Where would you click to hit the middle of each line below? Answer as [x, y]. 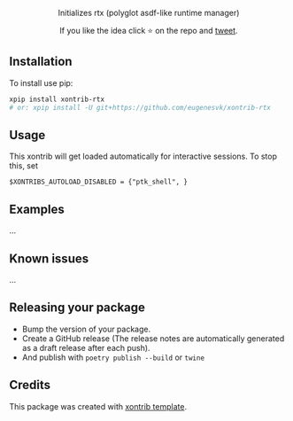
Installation [41, 62]
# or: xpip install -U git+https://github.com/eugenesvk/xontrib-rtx [140, 107]
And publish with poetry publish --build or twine [113, 357]
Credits [30, 385]
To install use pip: [41, 82]
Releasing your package [77, 308]
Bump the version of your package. [86, 329]
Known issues [49, 258]
